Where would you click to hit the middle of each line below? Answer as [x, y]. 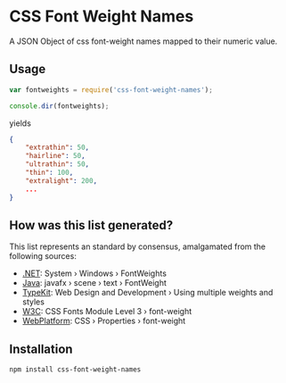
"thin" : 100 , [49, 172]
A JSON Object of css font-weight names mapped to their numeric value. [143, 41]
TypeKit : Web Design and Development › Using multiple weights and [147, 293]
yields [20, 123]
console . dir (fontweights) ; [59, 106]
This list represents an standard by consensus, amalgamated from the [138, 246]
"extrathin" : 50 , [57, 148]
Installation [41, 349]
